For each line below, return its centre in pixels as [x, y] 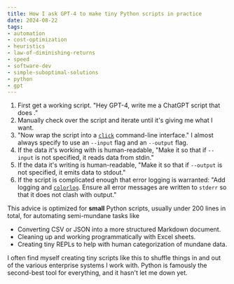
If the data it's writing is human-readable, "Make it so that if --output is [120, 165]
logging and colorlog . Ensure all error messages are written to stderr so [122, 187]
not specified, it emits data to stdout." [71, 173]
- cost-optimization [37, 40]
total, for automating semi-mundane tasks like [74, 216]
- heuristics [26, 46]
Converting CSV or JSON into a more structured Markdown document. [119, 229]
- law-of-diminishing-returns [51, 53]
